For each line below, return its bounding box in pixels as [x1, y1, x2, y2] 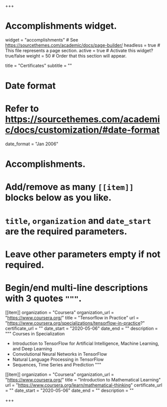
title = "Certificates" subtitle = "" [5, 62, 72, 68]
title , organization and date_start [5, 215, 151, 226]
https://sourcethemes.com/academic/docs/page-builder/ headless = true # [5, 42, 160, 48]
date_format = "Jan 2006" [5, 141, 58, 147]
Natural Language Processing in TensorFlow [12, 356, 104, 362]
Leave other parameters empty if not [5, 249, 161, 260]
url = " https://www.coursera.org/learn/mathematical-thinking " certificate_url [5, 382, 162, 388]
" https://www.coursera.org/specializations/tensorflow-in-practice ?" [5, 320, 145, 326]
